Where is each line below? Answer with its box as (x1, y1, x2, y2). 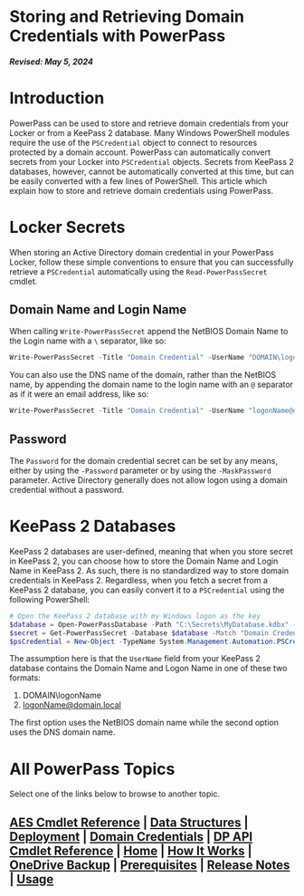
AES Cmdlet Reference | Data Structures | (9, 814, 249, 830)
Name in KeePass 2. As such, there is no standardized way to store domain (9, 564, 290, 576)
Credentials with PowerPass (9, 25, 226, 46)
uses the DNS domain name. (9, 727, 116, 737)
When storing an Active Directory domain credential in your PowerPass (9, 246, 274, 257)
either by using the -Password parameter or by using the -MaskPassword (9, 465, 271, 477)
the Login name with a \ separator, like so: (9, 335, 167, 346)
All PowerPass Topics (9, 758, 176, 779)
